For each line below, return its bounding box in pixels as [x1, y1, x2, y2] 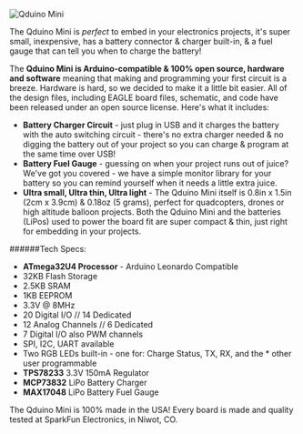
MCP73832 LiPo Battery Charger [22, 378, 147, 388]
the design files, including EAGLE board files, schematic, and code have [9, 92, 279, 103]
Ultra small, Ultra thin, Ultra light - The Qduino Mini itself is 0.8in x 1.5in [22, 187, 292, 197]
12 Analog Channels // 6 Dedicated [22, 319, 153, 329]
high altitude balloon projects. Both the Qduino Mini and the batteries [22, 207, 282, 217]
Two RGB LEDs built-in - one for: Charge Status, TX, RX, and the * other [22, 348, 292, 358]
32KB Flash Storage [22, 271, 98, 281]
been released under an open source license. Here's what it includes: [9, 102, 270, 113]
